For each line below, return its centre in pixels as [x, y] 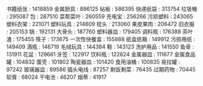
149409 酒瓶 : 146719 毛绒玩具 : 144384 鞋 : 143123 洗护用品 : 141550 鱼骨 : [100, 47]
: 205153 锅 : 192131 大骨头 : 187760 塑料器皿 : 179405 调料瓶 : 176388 [94, 31]
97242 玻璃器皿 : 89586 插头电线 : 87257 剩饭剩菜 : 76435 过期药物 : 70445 [101, 69]
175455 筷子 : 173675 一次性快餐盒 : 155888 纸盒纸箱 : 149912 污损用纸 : [106, 39]
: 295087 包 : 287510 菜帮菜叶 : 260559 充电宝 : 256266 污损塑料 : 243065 [100, 16]
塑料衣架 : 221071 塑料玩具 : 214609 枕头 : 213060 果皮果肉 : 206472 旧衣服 [101, 24]
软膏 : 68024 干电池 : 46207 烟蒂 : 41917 [57, 77]
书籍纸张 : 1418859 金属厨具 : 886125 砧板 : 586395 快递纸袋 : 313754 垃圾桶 [102, 9]
